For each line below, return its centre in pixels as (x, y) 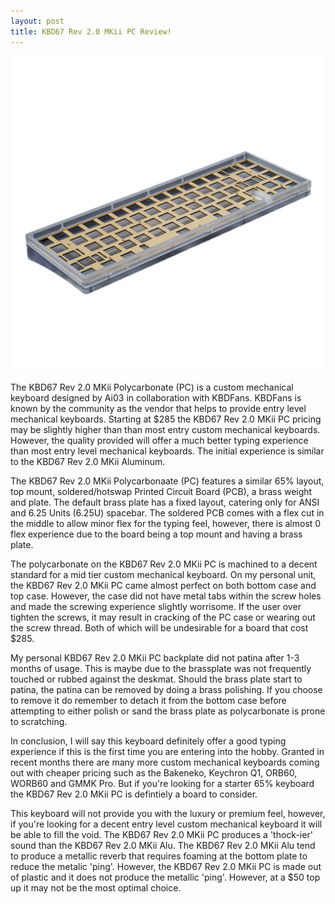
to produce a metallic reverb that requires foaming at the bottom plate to (159, 856)
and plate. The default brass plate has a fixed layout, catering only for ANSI (165, 502)
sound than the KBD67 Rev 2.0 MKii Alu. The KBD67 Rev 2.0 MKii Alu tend (163, 845)
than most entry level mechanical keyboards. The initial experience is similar (167, 451)
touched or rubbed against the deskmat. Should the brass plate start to (156, 679)
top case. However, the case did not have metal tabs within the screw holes (166, 596)
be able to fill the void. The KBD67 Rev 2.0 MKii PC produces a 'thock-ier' (161, 834)
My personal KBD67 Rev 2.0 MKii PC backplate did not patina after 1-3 (155, 657)
